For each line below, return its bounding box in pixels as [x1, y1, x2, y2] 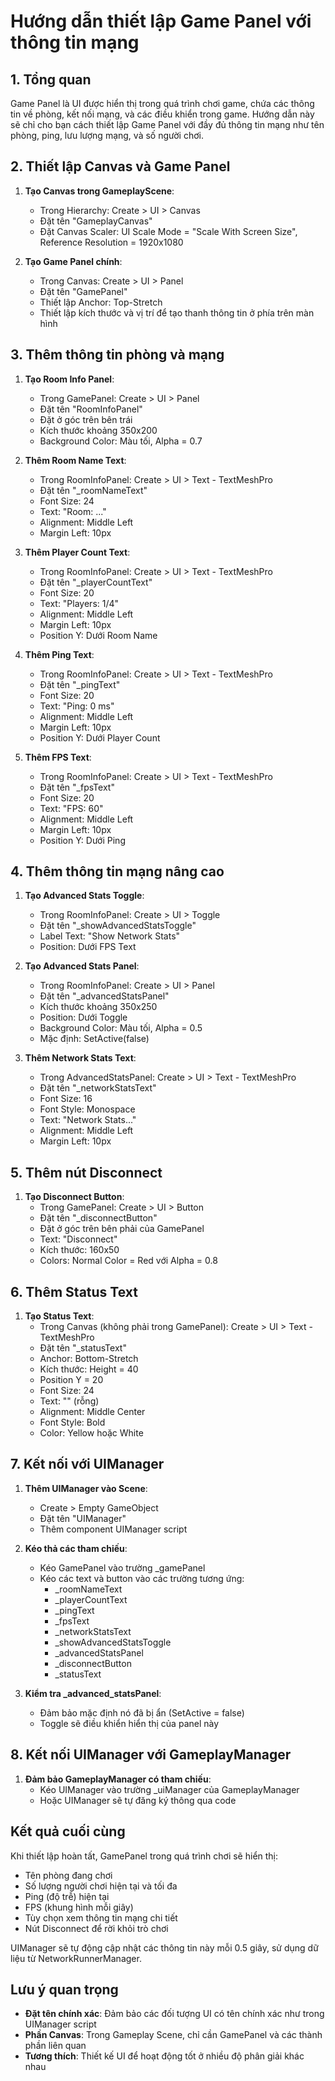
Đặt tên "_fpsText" [39, 781, 115, 793]
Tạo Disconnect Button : [24, 1191, 125, 1203]
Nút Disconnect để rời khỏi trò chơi [24, 1922, 169, 1934]
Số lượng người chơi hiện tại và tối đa [24, 1880, 178, 1892]
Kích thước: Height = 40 [39, 1363, 139, 1375]
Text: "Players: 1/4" [39, 597, 120, 609]
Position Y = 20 [39, 1374, 104, 1386]
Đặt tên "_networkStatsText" [39, 1082, 157, 1094]
